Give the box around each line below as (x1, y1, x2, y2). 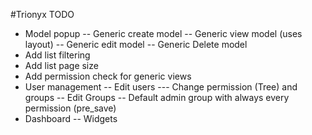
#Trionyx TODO (10, 9, 75, 20)
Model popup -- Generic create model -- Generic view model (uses (24, 28, 303, 39)
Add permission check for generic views (24, 70, 192, 82)
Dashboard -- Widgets (24, 113, 118, 124)
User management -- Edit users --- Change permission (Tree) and (24, 81, 298, 93)
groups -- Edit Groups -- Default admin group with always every (24, 92, 290, 103)
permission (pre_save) (24, 102, 117, 114)
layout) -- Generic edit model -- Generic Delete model (24, 39, 248, 50)
